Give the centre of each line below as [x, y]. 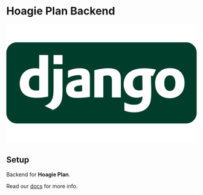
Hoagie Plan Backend [61, 11]
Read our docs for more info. [42, 186]
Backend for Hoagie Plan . [38, 174]
